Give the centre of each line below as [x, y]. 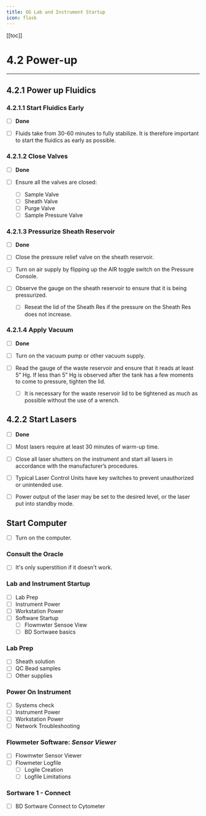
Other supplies [34, 675]
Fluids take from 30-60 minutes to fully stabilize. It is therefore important [107, 133]
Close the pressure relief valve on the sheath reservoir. [85, 257]
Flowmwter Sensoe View [56, 625]
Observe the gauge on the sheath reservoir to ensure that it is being [101, 288]
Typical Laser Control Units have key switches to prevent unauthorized [105, 478]
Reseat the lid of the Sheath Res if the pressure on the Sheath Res [108, 307]
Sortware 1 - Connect [39, 793]
